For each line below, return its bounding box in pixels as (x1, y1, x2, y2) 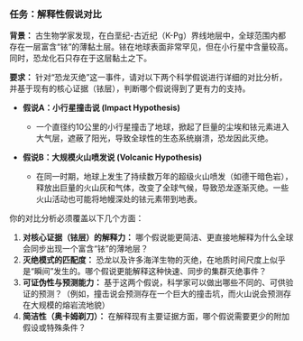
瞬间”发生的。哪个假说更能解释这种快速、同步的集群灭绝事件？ (33, 266, 268, 277)
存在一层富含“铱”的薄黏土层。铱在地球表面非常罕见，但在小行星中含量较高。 (9, 41, 293, 52)
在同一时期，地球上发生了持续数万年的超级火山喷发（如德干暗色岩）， (35, 171, 293, 182)
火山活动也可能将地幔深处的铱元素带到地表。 (35, 194, 203, 205)
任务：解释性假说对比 (9, 7, 102, 20)
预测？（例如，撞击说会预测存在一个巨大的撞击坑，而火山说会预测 (38, 289, 284, 300)
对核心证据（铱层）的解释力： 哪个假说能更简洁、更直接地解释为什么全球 (22, 232, 294, 243)
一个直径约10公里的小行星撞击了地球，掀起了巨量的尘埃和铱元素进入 (35, 122, 290, 133)
